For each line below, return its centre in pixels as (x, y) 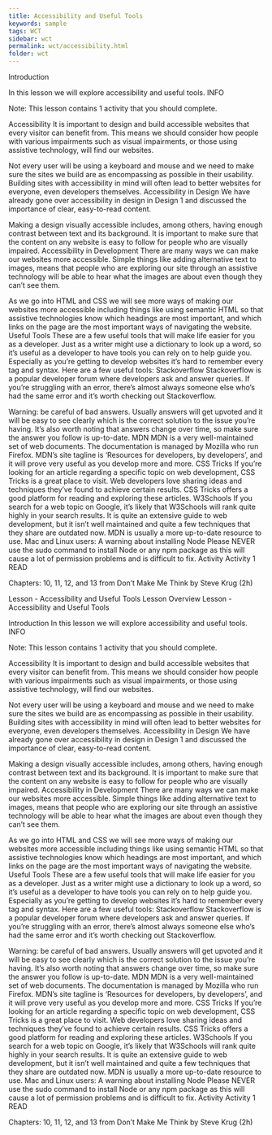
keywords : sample (38, 24)
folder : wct (28, 54)
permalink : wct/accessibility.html (69, 46)
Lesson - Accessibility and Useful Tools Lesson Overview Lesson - (120, 599)
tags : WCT (25, 31)
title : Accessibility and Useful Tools (76, 16)
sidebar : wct (30, 39)
